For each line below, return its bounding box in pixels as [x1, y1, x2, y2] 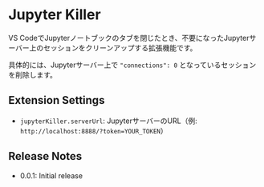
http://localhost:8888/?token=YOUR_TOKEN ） [19, 125, 168, 135]
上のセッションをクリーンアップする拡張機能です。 [29, 42, 197, 53]
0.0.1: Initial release [19, 170, 83, 181]
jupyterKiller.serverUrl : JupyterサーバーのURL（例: [19, 116, 198, 125]
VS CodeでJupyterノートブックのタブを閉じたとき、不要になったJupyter [8, 33, 250, 42]
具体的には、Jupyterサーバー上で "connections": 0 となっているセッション [8, 60, 257, 70]
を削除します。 [8, 70, 58, 79]
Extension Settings [8, 93, 105, 107]
